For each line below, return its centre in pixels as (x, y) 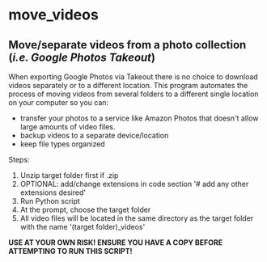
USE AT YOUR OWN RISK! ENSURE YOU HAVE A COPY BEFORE (116, 243)
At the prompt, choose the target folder (85, 209)
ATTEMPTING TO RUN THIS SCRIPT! (70, 251)
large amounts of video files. (68, 127)
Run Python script (50, 201)
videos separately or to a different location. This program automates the (128, 85)
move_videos (53, 15)
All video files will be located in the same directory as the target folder (137, 218)
